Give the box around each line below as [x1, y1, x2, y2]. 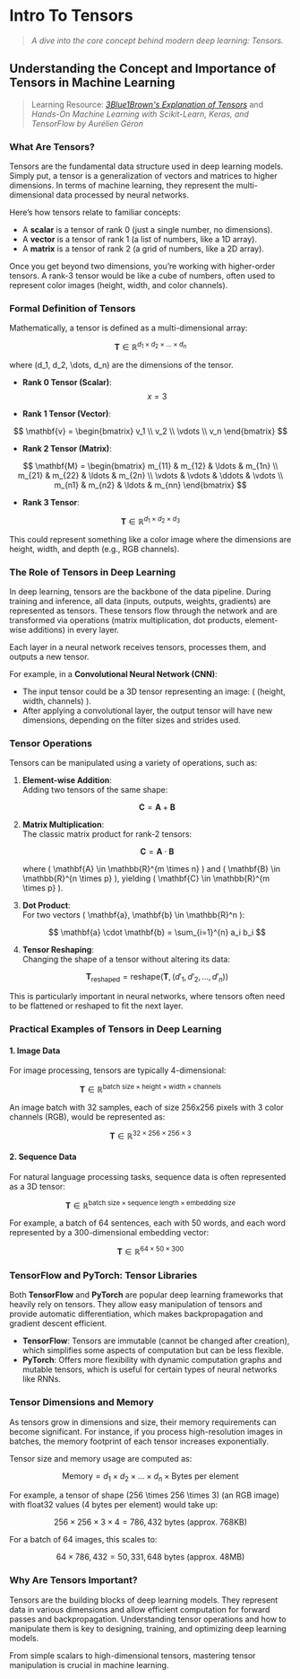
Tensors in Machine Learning [9, 75, 176, 91]
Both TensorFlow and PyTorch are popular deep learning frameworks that [9, 1289, 284, 1300]
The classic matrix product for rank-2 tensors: [21, 829, 193, 839]
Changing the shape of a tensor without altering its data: [21, 954, 231, 965]
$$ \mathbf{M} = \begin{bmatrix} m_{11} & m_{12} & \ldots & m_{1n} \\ [22, 461, 279, 471]
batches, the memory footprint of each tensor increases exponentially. [9, 1436, 270, 1446]
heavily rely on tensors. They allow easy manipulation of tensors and [9, 1299, 262, 1310]
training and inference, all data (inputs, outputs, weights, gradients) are [9, 595, 271, 606]
